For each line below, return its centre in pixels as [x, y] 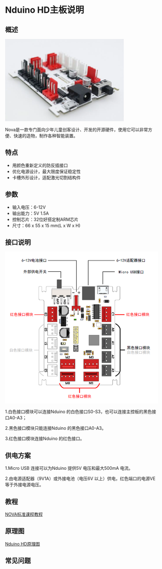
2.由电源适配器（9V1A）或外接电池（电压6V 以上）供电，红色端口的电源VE [80, 479]
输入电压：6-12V [29, 207]
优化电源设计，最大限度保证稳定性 [46, 171]
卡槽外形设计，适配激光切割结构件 [46, 177]
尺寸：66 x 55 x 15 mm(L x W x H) [46, 225]
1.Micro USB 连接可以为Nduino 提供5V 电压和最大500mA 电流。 [69, 468]
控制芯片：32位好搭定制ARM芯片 [45, 219]
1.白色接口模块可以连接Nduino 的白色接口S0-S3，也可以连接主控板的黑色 [79, 412]
